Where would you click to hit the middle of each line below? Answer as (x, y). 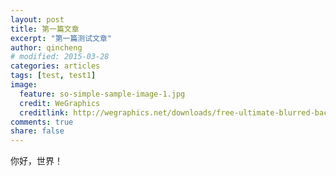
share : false (37, 131)
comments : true (42, 122)
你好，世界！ (36, 161)
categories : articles (55, 66)
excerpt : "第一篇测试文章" (61, 38)
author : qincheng (46, 47)
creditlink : (44, 112)
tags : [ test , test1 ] (53, 76)
